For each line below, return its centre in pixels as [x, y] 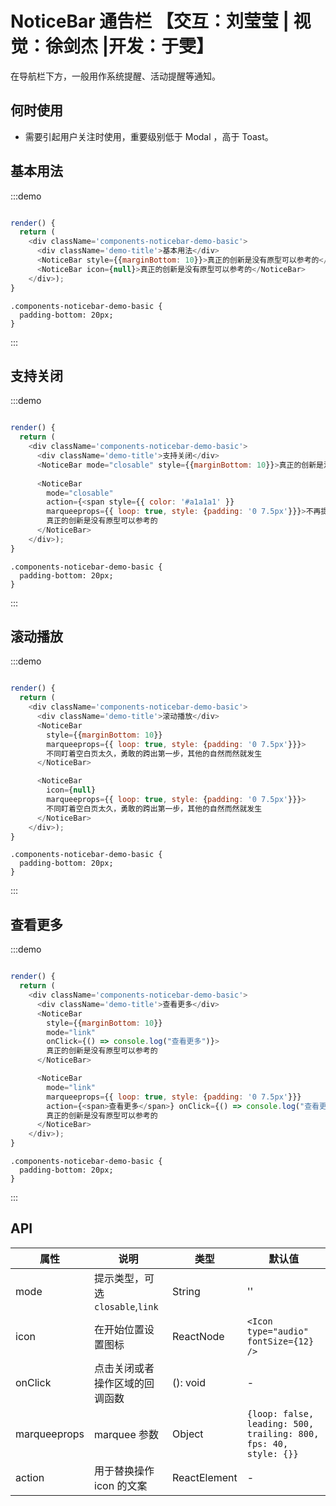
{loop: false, [280, 1413]
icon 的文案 [121, 1485]
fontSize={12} [280, 1341]
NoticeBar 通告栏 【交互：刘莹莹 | [150, 21]
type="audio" [277, 1331]
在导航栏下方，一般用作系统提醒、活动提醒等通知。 [115, 76]
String [186, 1291]
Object [187, 1434]
